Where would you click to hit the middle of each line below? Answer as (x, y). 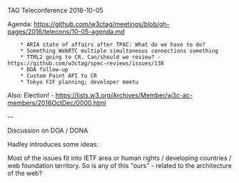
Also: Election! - (31, 95)
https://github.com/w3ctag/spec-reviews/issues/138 (86, 63)
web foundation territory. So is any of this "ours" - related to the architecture (119, 166)
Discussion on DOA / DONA (48, 130)
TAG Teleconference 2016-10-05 (55, 10)
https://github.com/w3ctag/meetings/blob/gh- (102, 24)
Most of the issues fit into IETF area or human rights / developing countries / (119, 158)
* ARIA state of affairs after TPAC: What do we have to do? (113, 45)
